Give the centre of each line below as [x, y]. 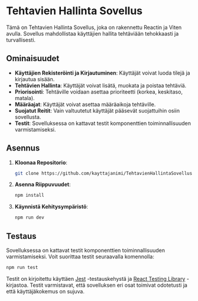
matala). [25, 98]
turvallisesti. [21, 40]
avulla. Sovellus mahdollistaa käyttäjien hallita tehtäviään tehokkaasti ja [92, 33]
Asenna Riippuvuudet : [43, 184]
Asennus [23, 148]
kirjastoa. [17, 285]
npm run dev [29, 217]
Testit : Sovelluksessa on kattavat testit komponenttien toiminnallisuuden [103, 123]
